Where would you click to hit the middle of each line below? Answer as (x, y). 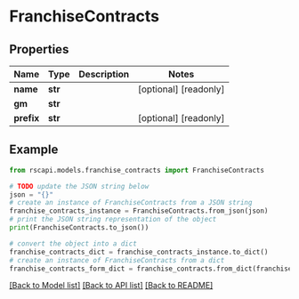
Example (34, 150)
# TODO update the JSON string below (79, 186)
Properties (39, 49)
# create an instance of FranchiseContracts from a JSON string (131, 203)
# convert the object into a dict (73, 243)
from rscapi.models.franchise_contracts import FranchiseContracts (137, 170)
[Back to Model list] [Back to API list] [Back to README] (111, 286)
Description (104, 74)
